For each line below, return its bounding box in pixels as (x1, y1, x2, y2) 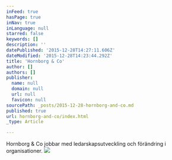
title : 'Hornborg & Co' (6, 58, 65, 64)
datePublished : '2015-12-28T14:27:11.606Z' (6, 47, 116, 53)
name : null (11, 81, 39, 87)
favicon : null (11, 97, 46, 103)
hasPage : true (6, 14, 42, 20)
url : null (11, 91, 36, 97)
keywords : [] (6, 36, 39, 42)
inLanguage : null (6, 25, 49, 31)
